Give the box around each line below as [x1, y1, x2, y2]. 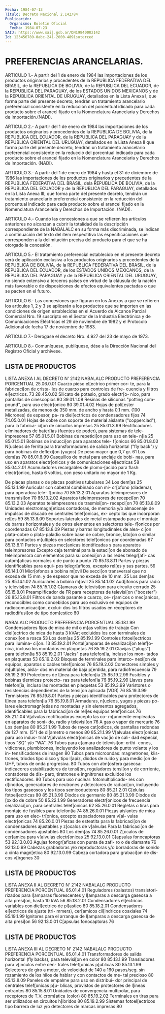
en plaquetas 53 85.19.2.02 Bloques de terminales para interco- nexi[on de [5, 656, 157, 662]
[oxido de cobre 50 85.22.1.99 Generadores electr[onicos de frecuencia [5, 797, 151, 803]
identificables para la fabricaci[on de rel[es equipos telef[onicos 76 [5, 708, 141, 714]
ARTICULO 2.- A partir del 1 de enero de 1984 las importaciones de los [5, 124, 148, 129]
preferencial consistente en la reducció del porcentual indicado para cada [5, 150, 155, 156]
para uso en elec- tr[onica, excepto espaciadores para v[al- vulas [5, 813, 138, 819]
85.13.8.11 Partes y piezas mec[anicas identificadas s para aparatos [5, 542, 141, 548]
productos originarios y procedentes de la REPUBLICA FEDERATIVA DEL [5, 77, 152, 83]
